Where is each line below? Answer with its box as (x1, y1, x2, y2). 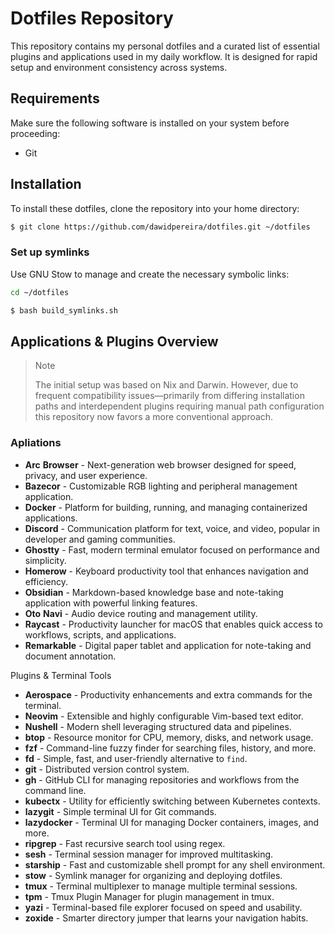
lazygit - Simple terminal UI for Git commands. (24, 805, 217, 817)
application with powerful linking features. (24, 597, 198, 609)
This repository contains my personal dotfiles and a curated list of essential (10, 40, 320, 52)
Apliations (10, 436, 62, 450)
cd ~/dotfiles (10, 287, 70, 297)
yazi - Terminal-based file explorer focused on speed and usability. (24, 901, 303, 913)
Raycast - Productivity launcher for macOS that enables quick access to (24, 618, 323, 630)
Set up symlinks (10, 245, 90, 259)
